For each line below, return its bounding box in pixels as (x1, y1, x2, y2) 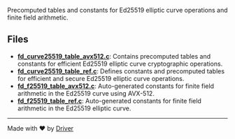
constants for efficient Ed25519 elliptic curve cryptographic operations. (17, 59, 223, 68)
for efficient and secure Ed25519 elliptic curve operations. (17, 74, 185, 82)
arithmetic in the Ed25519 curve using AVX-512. (17, 89, 155, 97)
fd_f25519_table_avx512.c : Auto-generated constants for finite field (17, 82, 215, 90)
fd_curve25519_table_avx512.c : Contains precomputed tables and (17, 52, 211, 60)
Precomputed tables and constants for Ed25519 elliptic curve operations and (7, 6, 228, 14)
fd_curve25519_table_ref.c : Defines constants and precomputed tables (17, 66, 225, 75)
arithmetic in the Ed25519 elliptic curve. (17, 104, 131, 112)
